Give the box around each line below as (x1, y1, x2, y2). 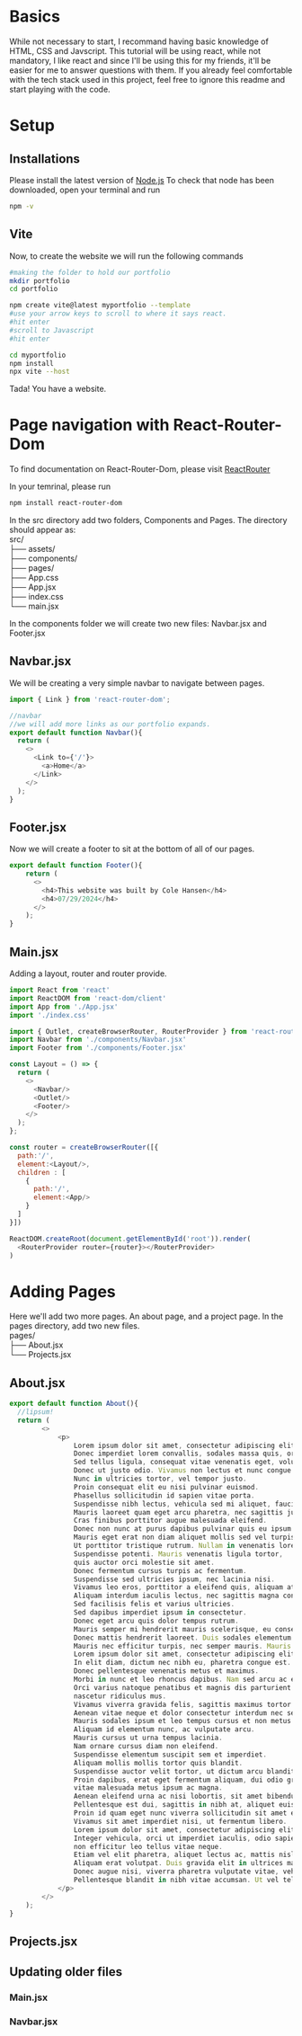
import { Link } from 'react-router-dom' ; (9, 695, 171, 704)
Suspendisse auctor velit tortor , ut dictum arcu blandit (73, 1766, 296, 1776)
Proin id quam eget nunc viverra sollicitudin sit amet (73, 1809, 288, 1818)
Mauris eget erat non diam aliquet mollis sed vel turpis (73, 1533, 296, 1543)
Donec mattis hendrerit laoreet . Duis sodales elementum (73, 1633, 292, 1642)
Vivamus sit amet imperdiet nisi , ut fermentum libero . (73, 1817, 288, 1826)
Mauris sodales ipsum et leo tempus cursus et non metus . (73, 1717, 296, 1726)
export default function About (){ (9, 1400, 139, 1409)
